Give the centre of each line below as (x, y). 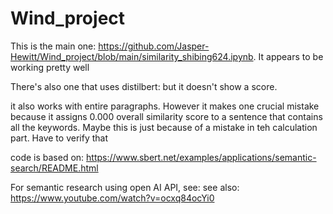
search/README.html (54, 168)
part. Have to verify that (59, 138)
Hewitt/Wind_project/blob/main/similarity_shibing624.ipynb (132, 56)
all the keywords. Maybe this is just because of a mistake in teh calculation (164, 127)
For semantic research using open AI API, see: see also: (125, 187)
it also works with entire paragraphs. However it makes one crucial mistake (165, 106)
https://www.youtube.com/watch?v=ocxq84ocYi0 (112, 198)
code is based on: (47, 157)
